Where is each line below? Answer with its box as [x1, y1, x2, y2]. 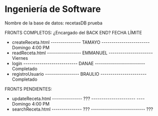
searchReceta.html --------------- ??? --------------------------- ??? [11, 106, 153, 112]
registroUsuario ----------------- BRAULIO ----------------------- [11, 71, 147, 77]
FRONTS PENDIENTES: [4, 86, 52, 92]
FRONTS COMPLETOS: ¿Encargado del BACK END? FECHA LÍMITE [4, 29, 143, 35]
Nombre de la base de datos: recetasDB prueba [4, 20, 103, 26]
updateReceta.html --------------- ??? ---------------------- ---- [11, 96, 145, 102]
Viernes [11, 55, 28, 61]
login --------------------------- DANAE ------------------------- [11, 60, 146, 66]
